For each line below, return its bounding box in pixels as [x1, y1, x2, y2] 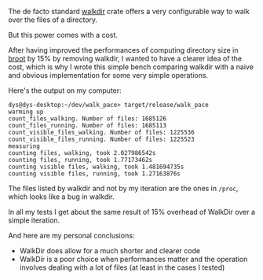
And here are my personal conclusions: [8, 231, 135, 240]
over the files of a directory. [8, 15, 98, 24]
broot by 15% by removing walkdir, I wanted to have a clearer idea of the [8, 54, 243, 63]
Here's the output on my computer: [8, 86, 122, 95]
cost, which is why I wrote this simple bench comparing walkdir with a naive [8, 62, 254, 72]
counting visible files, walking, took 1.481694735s [8, 163, 184, 171]
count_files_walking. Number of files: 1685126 [8, 115, 167, 123]
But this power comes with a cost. [8, 31, 118, 39]
